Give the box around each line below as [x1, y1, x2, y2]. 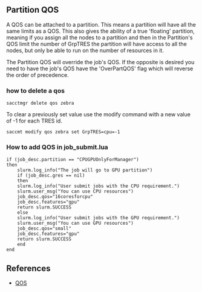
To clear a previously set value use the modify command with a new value [6, 111, 191, 118]
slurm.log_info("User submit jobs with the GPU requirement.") [17, 215, 180, 221]
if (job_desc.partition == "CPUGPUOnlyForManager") [6, 157, 139, 163]
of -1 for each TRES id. [6, 118, 62, 125]
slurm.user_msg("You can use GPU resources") [17, 221, 134, 227]
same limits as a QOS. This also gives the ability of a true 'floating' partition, [6, 27, 195, 35]
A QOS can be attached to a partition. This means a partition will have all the [6, 21, 197, 28]
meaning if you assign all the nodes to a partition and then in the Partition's [6, 33, 193, 41]
